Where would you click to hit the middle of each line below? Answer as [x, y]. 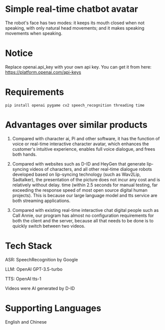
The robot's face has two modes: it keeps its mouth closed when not [75, 23]
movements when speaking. [34, 33]
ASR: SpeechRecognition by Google [41, 259]
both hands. [24, 154]
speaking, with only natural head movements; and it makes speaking [75, 28]
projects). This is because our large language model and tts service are [85, 195]
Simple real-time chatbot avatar [72, 9]
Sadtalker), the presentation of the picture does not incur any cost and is [86, 179]
